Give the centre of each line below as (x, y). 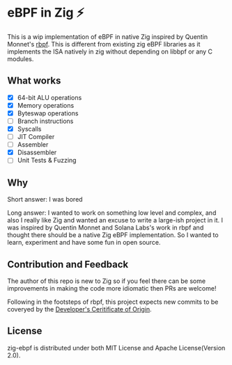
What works (34, 81)
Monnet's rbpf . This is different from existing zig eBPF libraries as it (104, 44)
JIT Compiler (36, 137)
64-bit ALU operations (49, 97)
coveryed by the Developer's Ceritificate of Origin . (79, 309)
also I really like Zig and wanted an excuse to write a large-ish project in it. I (115, 220)
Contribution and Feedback (68, 264)
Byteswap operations (48, 113)
